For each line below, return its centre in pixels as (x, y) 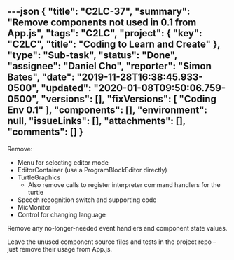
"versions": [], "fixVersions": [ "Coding (129, 99)
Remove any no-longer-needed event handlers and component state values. (117, 228)
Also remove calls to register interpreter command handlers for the (124, 184)
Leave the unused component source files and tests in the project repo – (112, 242)
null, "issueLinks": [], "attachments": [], (96, 121)
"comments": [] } (46, 132)
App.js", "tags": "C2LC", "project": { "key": (105, 33)
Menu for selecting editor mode (63, 162)
